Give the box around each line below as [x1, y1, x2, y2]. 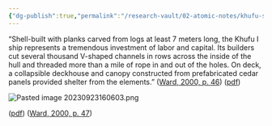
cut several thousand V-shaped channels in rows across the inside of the [8, 51, 252, 61]
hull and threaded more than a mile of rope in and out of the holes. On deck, [8, 60, 261, 69]
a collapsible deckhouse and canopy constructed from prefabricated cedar [8, 68, 259, 78]
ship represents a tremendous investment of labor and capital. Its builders [8, 42, 255, 52]
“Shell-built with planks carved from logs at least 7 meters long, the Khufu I [8, 34, 259, 44]
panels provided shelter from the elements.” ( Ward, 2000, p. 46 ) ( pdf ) [8, 77, 241, 86]
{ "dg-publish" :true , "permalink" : [8, 11, 121, 20]
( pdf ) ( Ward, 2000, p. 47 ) [8, 108, 93, 118]
